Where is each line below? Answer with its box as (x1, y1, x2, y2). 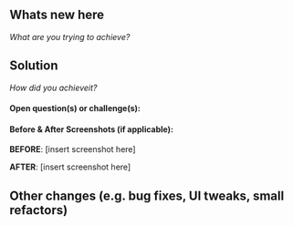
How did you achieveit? (9, 82, 98, 93)
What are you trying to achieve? (9, 31, 131, 42)
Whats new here (9, 7, 105, 23)
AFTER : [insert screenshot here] (9, 161, 131, 172)
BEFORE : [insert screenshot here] (9, 144, 136, 155)
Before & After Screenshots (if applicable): (9, 123, 173, 135)
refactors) (9, 202, 68, 218)
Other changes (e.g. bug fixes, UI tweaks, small (9, 188, 285, 203)
